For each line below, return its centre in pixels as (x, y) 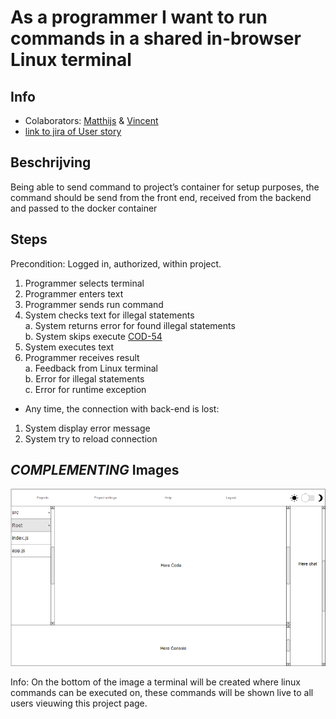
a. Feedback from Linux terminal (91, 368)
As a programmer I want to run (139, 17)
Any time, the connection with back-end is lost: (122, 408)
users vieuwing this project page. (79, 703)
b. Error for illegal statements (84, 378)
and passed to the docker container (84, 208)
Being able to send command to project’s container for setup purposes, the (165, 187)
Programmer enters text (74, 293)
